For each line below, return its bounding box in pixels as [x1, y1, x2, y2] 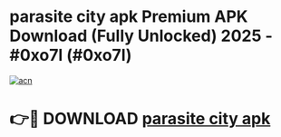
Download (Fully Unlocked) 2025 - [9, 25, 274, 46]
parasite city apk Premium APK [9, 6, 248, 27]
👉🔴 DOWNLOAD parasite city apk [9, 109, 271, 129]
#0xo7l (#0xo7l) [9, 45, 132, 65]
